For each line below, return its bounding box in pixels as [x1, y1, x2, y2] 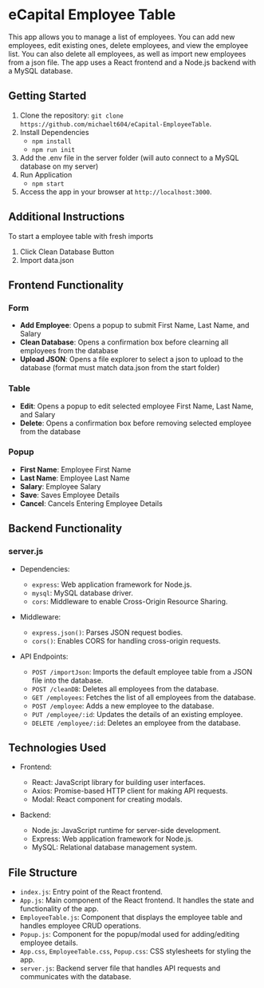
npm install [31, 137, 72, 145]
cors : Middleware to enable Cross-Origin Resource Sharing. [31, 596, 228, 606]
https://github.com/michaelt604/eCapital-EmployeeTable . [19, 118, 212, 129]
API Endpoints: [19, 651, 69, 661]
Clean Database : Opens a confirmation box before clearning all [19, 337, 229, 347]
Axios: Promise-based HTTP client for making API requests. [31, 786, 228, 796]
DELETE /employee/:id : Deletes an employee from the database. [31, 718, 241, 727]
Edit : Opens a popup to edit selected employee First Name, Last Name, [19, 401, 254, 411]
